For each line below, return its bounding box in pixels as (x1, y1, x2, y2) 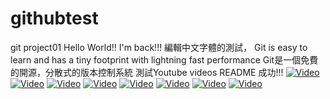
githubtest (10, 7, 99, 30)
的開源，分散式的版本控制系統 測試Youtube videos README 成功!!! (10, 66, 284, 78)
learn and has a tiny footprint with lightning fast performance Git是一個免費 (10, 53, 319, 66)
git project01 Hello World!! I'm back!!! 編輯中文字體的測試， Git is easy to (10, 41, 308, 53)
